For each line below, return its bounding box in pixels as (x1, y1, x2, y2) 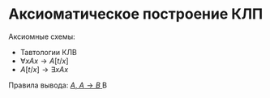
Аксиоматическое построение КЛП (8, 5, 264, 23)
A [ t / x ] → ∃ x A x (19, 64, 69, 74)
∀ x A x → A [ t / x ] (19, 56, 69, 66)
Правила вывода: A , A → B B (8, 80, 108, 90)
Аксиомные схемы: (8, 32, 75, 41)
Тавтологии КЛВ (19, 47, 77, 57)
